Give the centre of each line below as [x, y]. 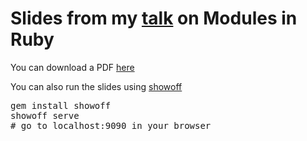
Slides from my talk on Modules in [154, 18]
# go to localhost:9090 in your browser [111, 125]
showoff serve [45, 115]
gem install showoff [61, 105]
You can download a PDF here [72, 67]
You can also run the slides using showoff [96, 86]
